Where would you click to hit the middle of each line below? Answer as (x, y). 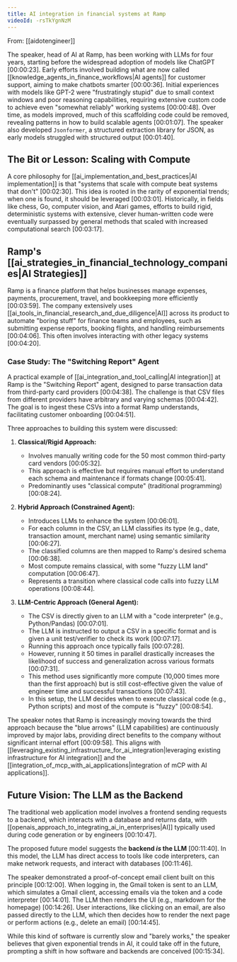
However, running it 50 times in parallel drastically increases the (121, 654)
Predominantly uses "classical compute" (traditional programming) (125, 486)
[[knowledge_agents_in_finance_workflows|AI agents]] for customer (106, 77)
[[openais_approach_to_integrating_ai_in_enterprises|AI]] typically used (111, 827)
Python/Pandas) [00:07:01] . (68, 623)
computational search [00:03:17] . (56, 229)
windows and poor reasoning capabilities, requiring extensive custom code (117, 99)
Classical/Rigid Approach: (57, 442)
